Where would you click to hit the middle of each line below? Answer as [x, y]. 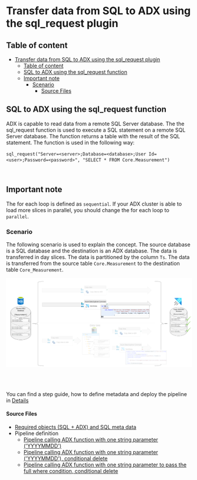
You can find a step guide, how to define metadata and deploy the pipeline [97, 394]
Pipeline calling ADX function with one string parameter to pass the [105, 465]
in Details [17, 400]
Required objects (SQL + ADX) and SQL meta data [75, 427]
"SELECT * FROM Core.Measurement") [126, 160]
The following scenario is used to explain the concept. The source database [98, 244]
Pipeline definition [37, 433]
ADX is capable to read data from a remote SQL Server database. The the [95, 124]
